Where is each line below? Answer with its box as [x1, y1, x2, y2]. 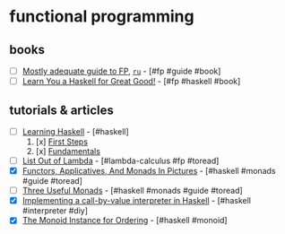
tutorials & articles [9, 102, 115, 117]
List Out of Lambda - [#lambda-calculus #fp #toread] [22, 155, 220, 166]
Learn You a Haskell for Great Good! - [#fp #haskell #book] [22, 76, 241, 87]
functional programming [9, 6, 194, 27]
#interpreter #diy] [22, 205, 88, 216]
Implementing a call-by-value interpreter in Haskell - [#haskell [22, 195, 251, 206]
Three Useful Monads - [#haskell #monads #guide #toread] [22, 186, 244, 196]
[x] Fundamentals [35, 146, 101, 156]
